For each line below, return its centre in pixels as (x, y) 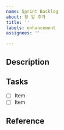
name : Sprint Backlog (32, 11)
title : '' (18, 22)
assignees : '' (23, 33)
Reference (25, 121)
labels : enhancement (31, 28)
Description (28, 62)
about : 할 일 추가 (26, 17)
